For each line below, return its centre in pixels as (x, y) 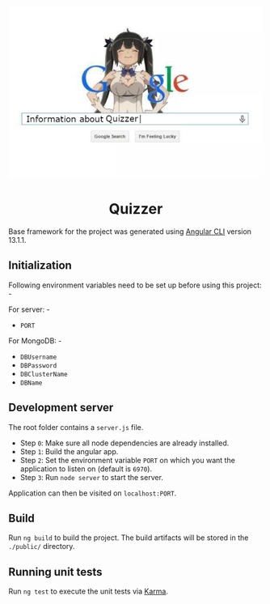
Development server (61, 408)
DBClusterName (44, 374)
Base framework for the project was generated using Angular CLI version (130, 231)
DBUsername (38, 357)
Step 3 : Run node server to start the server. (92, 477)
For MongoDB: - (35, 340)
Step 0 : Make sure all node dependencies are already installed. (124, 443)
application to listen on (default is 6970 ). (86, 469)
